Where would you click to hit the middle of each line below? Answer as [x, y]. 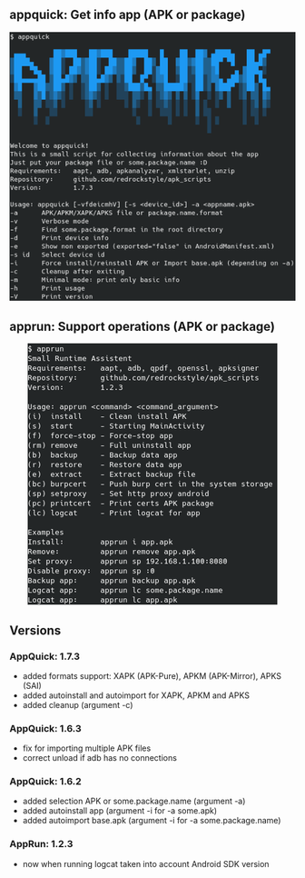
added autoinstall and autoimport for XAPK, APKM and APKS [136, 695]
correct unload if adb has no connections [99, 758]
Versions [35, 630]
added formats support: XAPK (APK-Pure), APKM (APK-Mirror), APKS [152, 675]
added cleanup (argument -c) [78, 704]
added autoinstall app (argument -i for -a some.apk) [120, 811]
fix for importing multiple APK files [87, 748]
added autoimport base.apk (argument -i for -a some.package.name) [152, 821]
